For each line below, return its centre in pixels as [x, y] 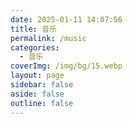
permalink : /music [48, 38]
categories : [35, 47]
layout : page [37, 76]
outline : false [42, 103]
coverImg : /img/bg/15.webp [66, 66]
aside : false [37, 94]
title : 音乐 [33, 29]
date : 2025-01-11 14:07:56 [66, 19]
